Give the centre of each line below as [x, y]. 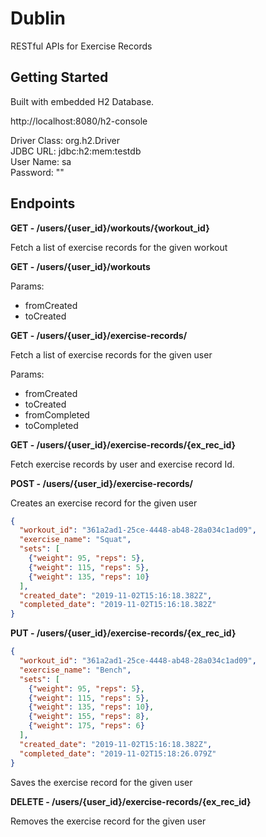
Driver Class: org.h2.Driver [65, 140]
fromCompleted [57, 414]
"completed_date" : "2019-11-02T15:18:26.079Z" [118, 753]
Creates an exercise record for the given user [104, 503]
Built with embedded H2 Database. [82, 101]
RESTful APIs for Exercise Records [81, 46]
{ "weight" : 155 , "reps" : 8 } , [89, 717]
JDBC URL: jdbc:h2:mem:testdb [76, 151]
